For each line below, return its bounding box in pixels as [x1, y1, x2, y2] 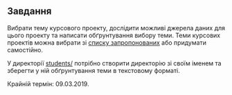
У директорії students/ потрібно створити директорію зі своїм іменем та [7, 59, 222, 67]
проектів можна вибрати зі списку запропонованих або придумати [7, 38, 206, 47]
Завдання [7, 6, 52, 17]
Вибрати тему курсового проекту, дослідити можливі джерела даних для [7, 23, 226, 32]
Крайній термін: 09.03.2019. [7, 79, 89, 88]
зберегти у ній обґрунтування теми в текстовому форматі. [7, 66, 180, 74]
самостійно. [7, 45, 44, 54]
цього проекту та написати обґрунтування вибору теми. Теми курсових [7, 31, 220, 39]
